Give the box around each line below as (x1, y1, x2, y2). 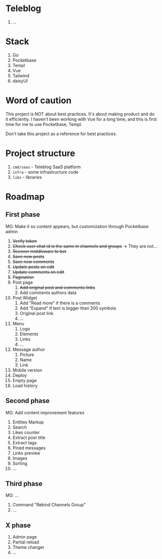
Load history (12, 383, 38, 388)
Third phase (5, 479, 43, 488)
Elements (19, 331, 39, 337)
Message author (12, 346, 45, 352)
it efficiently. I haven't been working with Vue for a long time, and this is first (5, 116, 157, 122)
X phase (5, 521, 31, 529)
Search (12, 424, 27, 430)
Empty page (12, 377, 37, 383)
